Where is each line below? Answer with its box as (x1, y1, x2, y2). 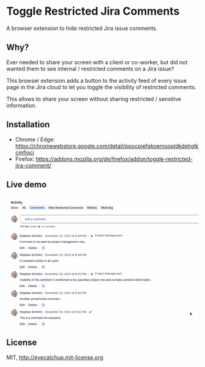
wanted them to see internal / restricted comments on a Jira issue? (6, 65, 174, 72)
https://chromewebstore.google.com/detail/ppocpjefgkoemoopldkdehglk (15, 142, 199, 149)
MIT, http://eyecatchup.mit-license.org (6, 354, 104, 361)
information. (6, 102, 37, 109)
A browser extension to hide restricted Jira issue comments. (6, 24, 158, 32)
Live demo (6, 179, 47, 190)
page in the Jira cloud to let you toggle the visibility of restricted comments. (6, 83, 196, 91)
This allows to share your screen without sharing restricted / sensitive (6, 95, 181, 102)
